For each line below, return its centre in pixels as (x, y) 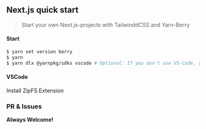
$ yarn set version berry (39, 52)
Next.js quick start (42, 10)
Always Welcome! (30, 120)
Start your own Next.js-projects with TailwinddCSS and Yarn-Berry (105, 24)
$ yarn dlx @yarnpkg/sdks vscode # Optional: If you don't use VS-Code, (101, 63)
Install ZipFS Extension (35, 90)
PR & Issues (24, 106)
